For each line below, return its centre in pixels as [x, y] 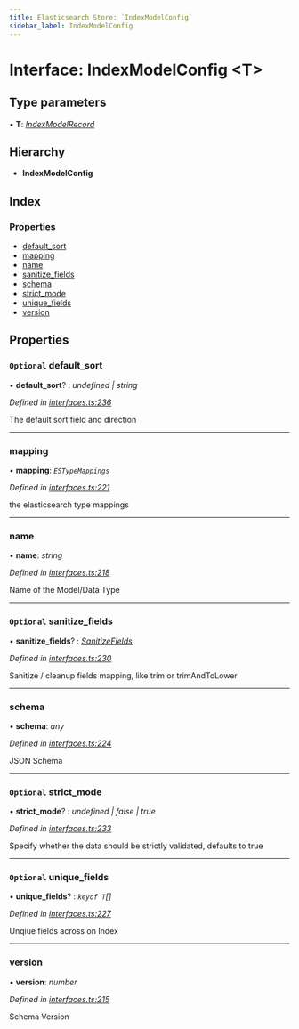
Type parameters [58, 103]
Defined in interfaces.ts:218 [60, 573]
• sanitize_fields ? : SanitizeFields [71, 641]
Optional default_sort [56, 366]
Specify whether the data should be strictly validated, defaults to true [136, 846]
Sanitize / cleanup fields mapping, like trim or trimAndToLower [123, 675]
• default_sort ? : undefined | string [73, 385]
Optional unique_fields [59, 878]
